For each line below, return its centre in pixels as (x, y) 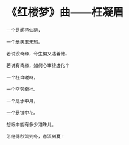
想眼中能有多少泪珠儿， (31, 125)
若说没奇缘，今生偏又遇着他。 (38, 54)
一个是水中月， (22, 101)
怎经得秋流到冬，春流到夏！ (36, 136)
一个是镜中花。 (22, 113)
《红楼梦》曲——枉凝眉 (65, 12)
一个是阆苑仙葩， (25, 30)
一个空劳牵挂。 (22, 89)
